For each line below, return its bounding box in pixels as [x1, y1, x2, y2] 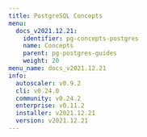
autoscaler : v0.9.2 [15, 79, 82, 87]
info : [8, 72, 27, 80]
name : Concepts [23, 42, 74, 50]
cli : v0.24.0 [15, 86, 60, 95]
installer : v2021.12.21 [15, 110, 95, 118]
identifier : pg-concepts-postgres [23, 34, 139, 43]
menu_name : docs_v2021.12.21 [8, 64, 107, 73]
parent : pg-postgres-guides [23, 49, 117, 57]
